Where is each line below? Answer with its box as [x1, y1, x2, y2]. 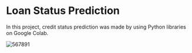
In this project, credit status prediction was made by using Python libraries [6, 23, 187, 30]
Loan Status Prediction [6, 4, 120, 17]
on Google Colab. [6, 29, 49, 36]
